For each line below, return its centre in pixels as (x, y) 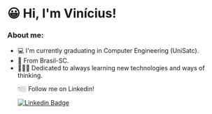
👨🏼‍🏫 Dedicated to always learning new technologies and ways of (111, 68)
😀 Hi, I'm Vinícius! (62, 14)
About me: (26, 35)
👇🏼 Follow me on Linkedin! (56, 89)
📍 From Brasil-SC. (43, 60)
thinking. (30, 76)
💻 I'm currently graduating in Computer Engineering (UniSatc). (108, 51)
